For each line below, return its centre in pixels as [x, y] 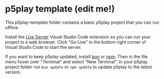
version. [13, 72]
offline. [12, 27]
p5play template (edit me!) [60, 9]
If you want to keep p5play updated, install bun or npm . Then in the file [76, 56]
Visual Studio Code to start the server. [44, 47]
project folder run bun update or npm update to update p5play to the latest [79, 67]
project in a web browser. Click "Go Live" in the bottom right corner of [76, 42]
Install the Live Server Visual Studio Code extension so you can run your [78, 37]
